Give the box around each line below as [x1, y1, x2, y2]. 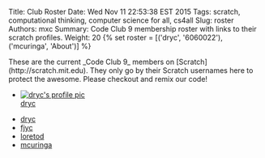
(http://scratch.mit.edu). [8, 66, 88, 75]
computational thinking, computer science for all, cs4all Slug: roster [8, 15, 234, 25]
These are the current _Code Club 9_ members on [8, 57, 175, 66]
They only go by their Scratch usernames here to [89, 66, 254, 75]
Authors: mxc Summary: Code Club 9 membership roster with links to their [8, 24, 257, 33]
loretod [19, 131, 45, 141]
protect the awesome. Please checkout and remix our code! [8, 75, 208, 83]
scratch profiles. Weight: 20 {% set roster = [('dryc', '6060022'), [8, 32, 223, 42]
